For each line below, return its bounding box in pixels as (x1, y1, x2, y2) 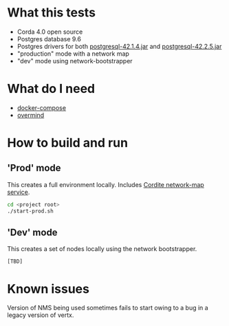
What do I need (7, 81, 96, 97)
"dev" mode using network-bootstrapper (17, 56, 133, 65)
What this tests (7, 5, 96, 21)
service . (7, 188, 30, 196)
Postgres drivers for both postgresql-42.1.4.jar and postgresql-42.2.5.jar (17, 42, 222, 50)
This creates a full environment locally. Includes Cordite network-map (7, 180, 204, 188)
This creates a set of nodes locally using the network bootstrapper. (7, 245, 197, 253)
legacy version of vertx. (7, 311, 74, 319)
